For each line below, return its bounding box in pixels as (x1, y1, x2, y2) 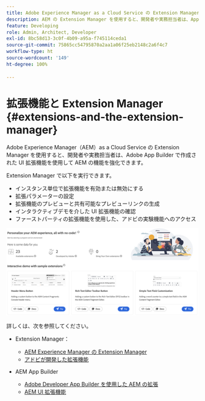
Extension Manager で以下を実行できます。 (6, 172, 115, 179)
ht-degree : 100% (6, 61, 48, 67)
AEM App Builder (15, 368, 59, 375)
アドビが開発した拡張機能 (24, 356, 89, 363)
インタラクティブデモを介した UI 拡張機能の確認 (15, 208, 136, 215)
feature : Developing (6, 23, 59, 29)
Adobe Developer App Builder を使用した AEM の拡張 (24, 381, 159, 388)
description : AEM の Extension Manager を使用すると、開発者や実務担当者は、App (6, 16, 200, 23)
